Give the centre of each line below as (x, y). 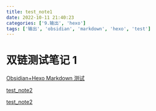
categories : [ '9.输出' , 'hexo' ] (46, 23)
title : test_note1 (29, 12)
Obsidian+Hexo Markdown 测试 (46, 78)
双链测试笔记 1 (42, 60)
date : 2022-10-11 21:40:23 (40, 17)
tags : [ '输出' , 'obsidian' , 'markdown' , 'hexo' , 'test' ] (79, 29)
